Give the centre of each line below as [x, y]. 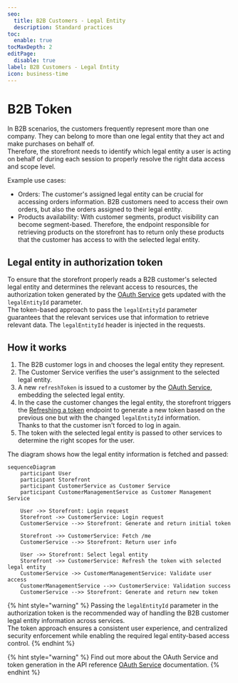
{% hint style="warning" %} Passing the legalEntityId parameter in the [113, 606]
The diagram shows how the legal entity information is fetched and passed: [118, 455]
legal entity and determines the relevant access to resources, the [103, 287]
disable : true [35, 61]
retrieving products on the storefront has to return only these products [121, 232]
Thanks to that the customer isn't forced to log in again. [99, 425]
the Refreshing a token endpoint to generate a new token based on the [121, 410]
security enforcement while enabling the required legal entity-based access [119, 636]
